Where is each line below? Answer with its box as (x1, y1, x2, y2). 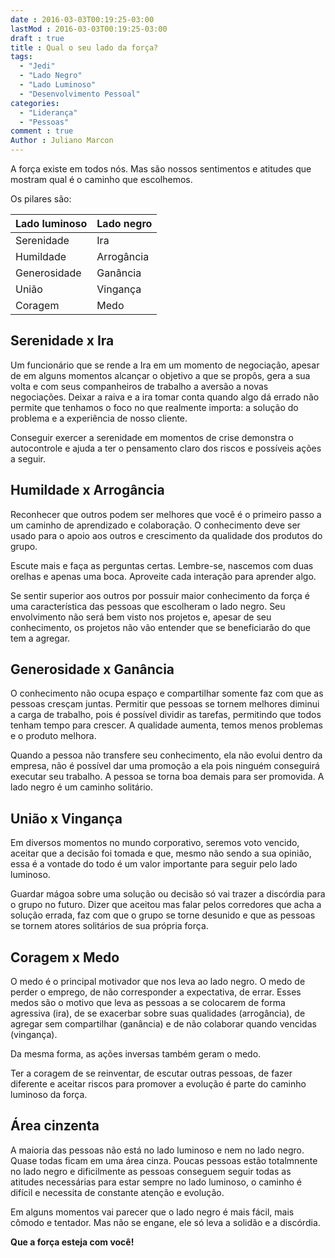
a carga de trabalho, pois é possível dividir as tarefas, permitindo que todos (10, 709, 322, 721)
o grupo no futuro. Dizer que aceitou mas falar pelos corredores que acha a (10, 899, 322, 911)
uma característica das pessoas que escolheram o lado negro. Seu (10, 600, 286, 612)
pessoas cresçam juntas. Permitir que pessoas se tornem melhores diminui (10, 698, 320, 710)
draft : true (10, 33, 65, 43)
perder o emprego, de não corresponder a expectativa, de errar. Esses (10, 986, 302, 998)
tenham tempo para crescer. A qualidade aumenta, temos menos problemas (10, 719, 323, 731)
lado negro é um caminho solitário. (10, 781, 153, 793)
